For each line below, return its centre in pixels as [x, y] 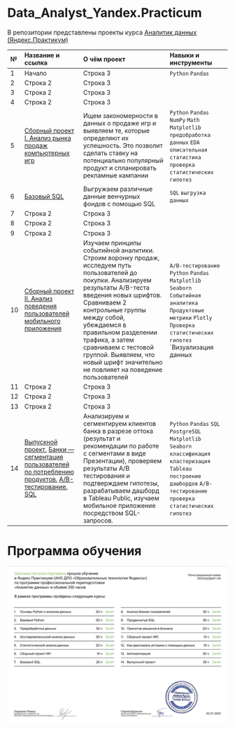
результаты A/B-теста [116, 287]
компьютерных [47, 153]
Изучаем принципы [112, 243]
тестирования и [107, 476]
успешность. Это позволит [123, 146]
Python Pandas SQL [195, 424]
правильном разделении [120, 332]
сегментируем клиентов [119, 423]
